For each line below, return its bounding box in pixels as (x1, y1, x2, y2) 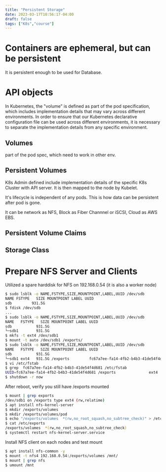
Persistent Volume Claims (5, 229, 86, 237)
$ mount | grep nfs (5, 458, 45, 463)
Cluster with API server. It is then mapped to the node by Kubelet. (5, 185, 138, 191)
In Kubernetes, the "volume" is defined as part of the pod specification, (5, 103, 151, 109)
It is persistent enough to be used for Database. (5, 69, 102, 75)
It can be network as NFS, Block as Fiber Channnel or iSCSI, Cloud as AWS (5, 209, 158, 215)
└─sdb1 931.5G (5, 329, 50, 334)
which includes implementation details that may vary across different (5, 109, 146, 115)
